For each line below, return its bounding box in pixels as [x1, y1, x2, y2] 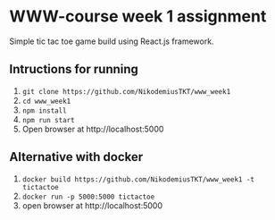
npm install [21, 106, 67, 115]
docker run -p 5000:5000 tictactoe [21, 192, 155, 201]
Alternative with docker [9, 149, 144, 165]
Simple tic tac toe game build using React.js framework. [9, 36, 214, 47]
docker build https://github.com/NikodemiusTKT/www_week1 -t [21, 174, 255, 184]
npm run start [21, 115, 75, 124]
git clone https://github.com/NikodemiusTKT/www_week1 [21, 87, 231, 96]
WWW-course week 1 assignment [9, 6, 267, 27]
